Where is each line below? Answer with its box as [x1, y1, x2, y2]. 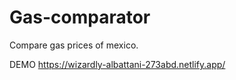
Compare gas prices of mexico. [9, 39, 139, 51]
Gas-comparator [9, 6, 151, 29]
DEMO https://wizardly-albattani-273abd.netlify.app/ [9, 58, 226, 70]
